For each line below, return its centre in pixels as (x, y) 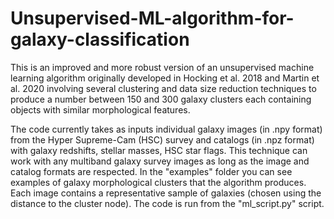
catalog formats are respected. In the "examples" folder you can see (151, 171)
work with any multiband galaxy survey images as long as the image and (160, 161)
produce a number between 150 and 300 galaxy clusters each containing (161, 99)
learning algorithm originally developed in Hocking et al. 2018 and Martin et (165, 78)
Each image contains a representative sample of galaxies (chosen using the (166, 193)
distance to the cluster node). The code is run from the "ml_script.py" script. (167, 203)
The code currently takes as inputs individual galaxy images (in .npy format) (166, 129)
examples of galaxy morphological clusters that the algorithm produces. (158, 182)
